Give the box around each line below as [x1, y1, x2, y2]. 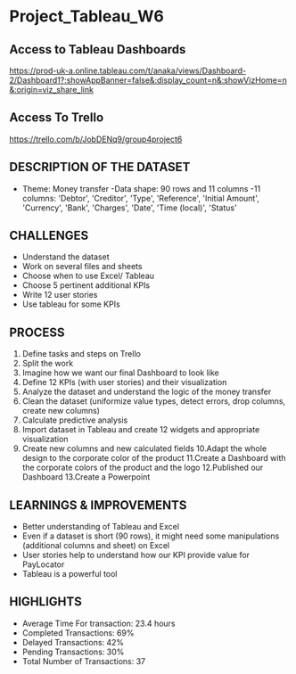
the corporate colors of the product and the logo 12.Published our [21, 462, 264, 473]
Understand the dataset [21, 251, 110, 262]
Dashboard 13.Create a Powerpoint [21, 472, 151, 482]
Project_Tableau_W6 [9, 6, 165, 27]
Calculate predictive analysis [21, 415, 128, 425]
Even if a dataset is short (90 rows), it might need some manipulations [21, 530, 280, 541]
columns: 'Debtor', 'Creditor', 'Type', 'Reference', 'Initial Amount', [21, 193, 260, 203]
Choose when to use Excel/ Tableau [21, 270, 154, 282]
